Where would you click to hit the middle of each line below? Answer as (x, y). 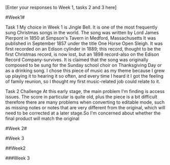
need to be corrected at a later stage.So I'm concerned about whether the (83, 113)
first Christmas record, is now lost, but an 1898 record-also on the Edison (82, 54)
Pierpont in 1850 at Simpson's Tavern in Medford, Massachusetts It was (81, 38)
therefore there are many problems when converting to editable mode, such (85, 102)
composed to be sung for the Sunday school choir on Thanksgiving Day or (83, 65)
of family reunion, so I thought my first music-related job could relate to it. (83, 81)
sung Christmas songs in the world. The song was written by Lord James (82, 32)
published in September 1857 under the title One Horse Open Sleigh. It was (84, 43)
